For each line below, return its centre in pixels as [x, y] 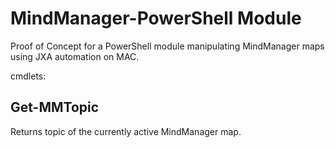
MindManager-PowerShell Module [156, 18]
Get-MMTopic [55, 107]
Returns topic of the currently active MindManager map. [126, 131]
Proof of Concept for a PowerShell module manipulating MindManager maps [167, 46]
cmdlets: [28, 76]
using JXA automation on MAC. [75, 56]
